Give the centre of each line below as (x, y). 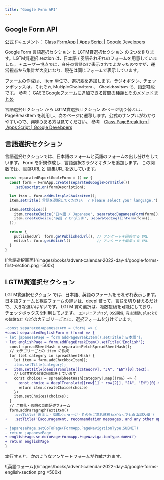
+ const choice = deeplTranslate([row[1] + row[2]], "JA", (71, 383)
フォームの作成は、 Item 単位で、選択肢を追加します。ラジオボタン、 (74, 81)
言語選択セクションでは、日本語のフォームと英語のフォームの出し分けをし (80, 156)
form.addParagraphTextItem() (39, 410)
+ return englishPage (27, 442)
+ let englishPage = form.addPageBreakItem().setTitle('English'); (75, 342)
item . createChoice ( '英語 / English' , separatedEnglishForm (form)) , (83, 218)
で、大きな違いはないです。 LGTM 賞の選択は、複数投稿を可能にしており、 (80, 307)
